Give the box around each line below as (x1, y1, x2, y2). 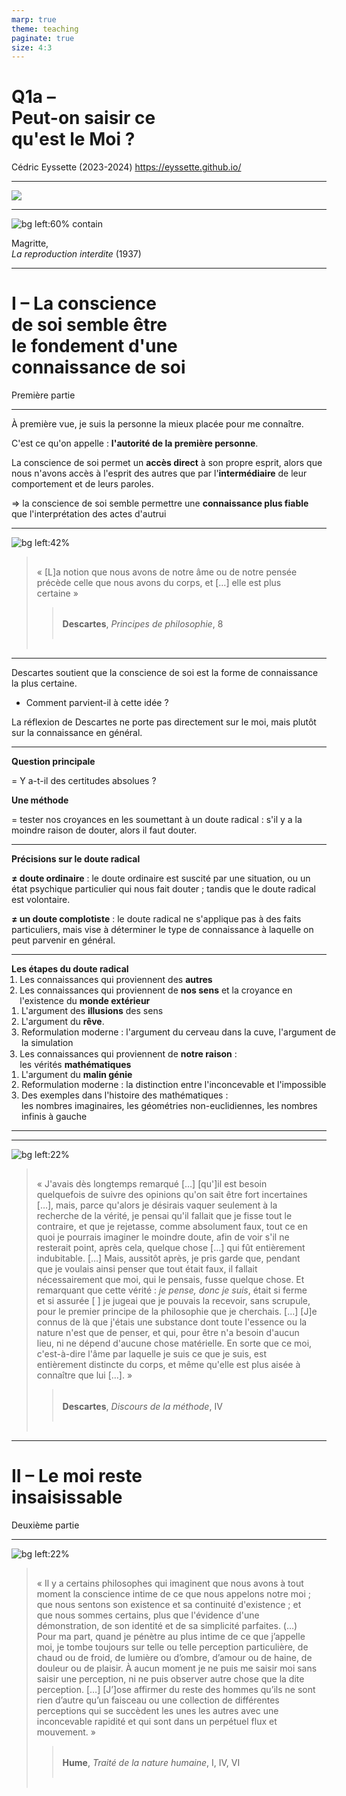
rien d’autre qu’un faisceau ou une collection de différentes (36, 1694, 280, 1706)
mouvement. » (36, 1726, 96, 1738)
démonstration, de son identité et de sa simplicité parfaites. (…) (36, 1619, 298, 1631)
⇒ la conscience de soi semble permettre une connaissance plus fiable (11, 497, 309, 510)
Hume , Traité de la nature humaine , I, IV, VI (62, 1756, 241, 1768)
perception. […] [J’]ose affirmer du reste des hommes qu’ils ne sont (36, 1683, 316, 1695)
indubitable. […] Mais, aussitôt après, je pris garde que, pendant (36, 1252, 301, 1265)
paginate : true (11, 33, 75, 43)
